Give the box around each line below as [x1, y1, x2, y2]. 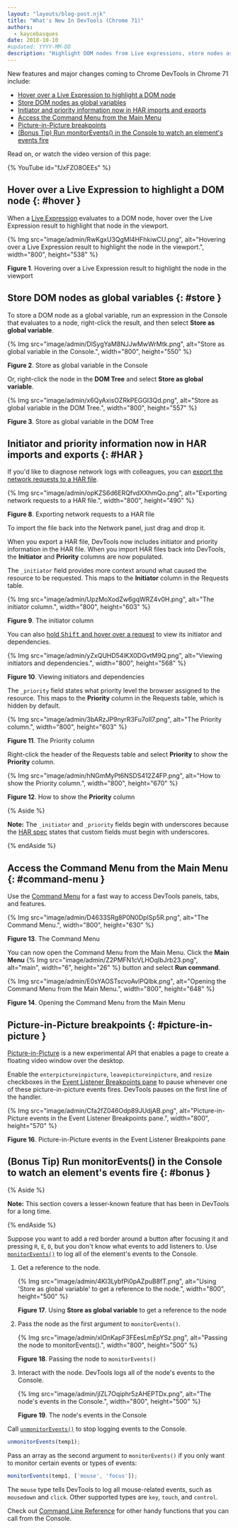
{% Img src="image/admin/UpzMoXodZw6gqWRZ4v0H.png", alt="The [7, 595, 215, 603]
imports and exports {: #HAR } [7, 448, 144, 461]
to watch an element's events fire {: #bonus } [7, 1167, 211, 1179]
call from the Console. [7, 1514, 72, 1522]
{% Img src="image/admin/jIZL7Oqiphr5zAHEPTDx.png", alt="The [17, 1389, 211, 1398]
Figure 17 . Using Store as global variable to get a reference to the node [17, 1305, 227, 1314]
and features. [7, 900, 47, 908]
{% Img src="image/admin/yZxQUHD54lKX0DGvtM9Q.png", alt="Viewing [7, 652, 223, 660]
